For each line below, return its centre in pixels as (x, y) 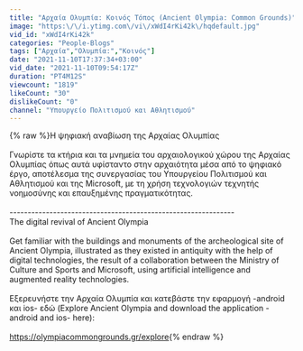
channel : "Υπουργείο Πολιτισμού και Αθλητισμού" (102, 110)
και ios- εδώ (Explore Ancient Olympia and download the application (137, 309)
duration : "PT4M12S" (48, 77)
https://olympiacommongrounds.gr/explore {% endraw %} (116, 337)
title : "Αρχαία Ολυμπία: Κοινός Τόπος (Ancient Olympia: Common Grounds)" (153, 18)
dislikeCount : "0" (44, 102)
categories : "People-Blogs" (62, 43)
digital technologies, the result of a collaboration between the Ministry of (144, 260)
